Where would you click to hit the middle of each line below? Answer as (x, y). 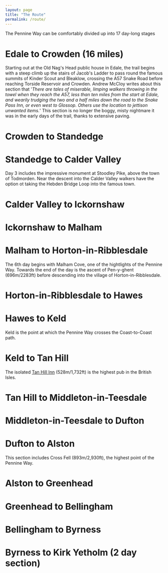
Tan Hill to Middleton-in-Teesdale (76, 398)
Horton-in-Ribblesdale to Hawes (74, 295)
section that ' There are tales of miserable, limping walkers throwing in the (81, 89)
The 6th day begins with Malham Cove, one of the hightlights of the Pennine (84, 264)
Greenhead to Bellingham (59, 506)
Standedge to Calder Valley (63, 159)
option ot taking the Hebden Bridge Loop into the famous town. (70, 184)
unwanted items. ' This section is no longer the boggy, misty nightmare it (80, 111)
